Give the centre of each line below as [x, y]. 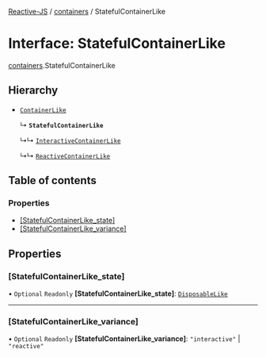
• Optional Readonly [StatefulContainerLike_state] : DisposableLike [118, 294]
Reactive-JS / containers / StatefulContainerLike [87, 12]
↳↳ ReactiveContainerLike [65, 155]
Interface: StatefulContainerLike [117, 44]
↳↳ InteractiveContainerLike [70, 140]
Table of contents [52, 180]
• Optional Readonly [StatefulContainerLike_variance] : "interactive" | [124, 339]
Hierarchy [33, 90]
